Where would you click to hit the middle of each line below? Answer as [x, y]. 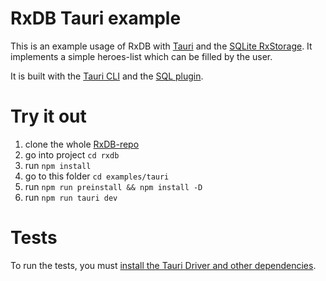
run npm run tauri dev [71, 197]
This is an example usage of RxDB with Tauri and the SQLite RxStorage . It [161, 46]
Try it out [48, 116]
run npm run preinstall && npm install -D [113, 186]
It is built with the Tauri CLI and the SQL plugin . [107, 76]
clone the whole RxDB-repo [82, 144]
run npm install [58, 165]
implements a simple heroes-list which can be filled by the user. [141, 56]
